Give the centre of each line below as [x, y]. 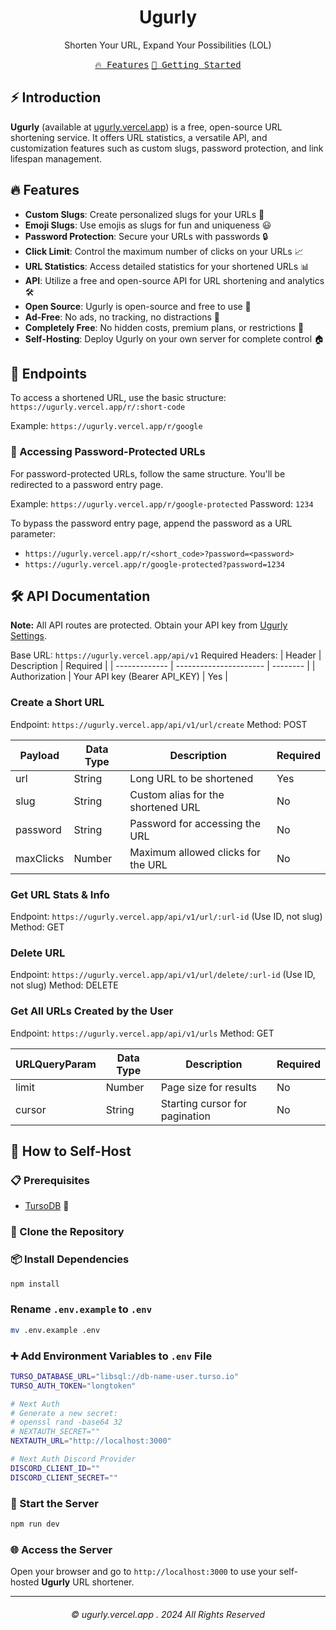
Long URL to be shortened [191, 778]
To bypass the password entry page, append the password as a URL [151, 523]
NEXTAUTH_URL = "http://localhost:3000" [91, 1441]
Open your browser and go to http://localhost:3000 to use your [143, 1572]
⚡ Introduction [56, 97]
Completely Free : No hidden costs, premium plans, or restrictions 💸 [164, 327]
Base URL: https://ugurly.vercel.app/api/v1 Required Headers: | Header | [166, 655]
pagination [185, 1116]
